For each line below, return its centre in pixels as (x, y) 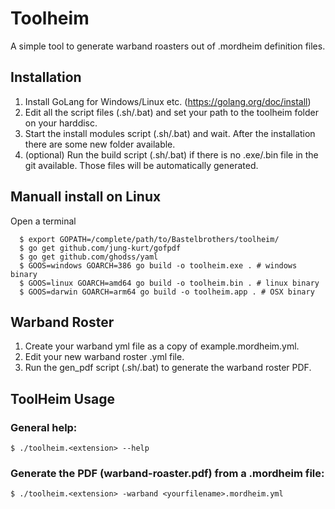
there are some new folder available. (100, 144)
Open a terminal (43, 221)
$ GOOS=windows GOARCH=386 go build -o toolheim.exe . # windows (158, 265)
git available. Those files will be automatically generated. (141, 165)
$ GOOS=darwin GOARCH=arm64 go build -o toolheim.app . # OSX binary (167, 292)
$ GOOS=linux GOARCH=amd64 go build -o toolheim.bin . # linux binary (169, 283)
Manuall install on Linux (86, 197)
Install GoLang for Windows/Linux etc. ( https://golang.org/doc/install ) (168, 101)
